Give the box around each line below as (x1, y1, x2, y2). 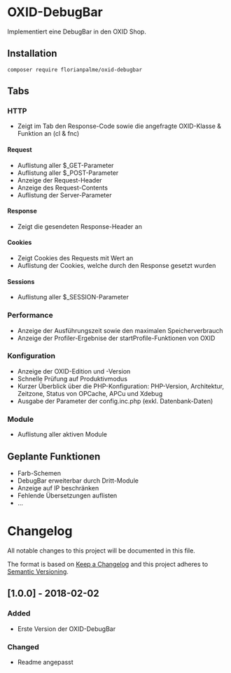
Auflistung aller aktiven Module (17, 430, 107, 439)
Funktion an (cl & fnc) (17, 129, 80, 138)
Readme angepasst (17, 658, 73, 666)
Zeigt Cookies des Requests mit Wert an (17, 254, 134, 262)
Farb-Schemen (17, 469, 62, 477)
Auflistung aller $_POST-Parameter (17, 169, 119, 177)
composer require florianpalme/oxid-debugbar (7, 66, 142, 73)
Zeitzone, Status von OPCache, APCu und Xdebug (17, 389, 163, 397)
